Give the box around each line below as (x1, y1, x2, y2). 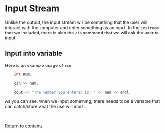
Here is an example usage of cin (5, 62, 72, 68)
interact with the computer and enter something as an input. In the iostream (5, 24, 159, 30)
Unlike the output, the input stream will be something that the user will (5, 19, 148, 25)
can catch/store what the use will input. (5, 104, 85, 110)
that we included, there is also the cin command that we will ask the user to (5, 30, 159, 35)
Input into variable (5, 49, 63, 58)
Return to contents (5, 123, 43, 129)
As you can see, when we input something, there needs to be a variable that (5, 99, 160, 104)
